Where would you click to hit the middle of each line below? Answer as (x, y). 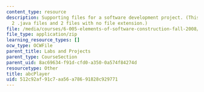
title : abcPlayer (28, 74)
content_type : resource (36, 12)
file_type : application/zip (42, 34)
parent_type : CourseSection (42, 57)
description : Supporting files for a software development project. (95, 18)
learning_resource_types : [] (43, 40)
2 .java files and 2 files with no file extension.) (80, 23)
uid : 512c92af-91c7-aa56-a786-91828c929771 (62, 79)
